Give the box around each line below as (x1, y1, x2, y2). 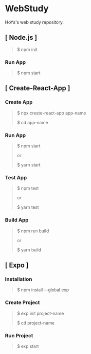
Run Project (5, 332, 33, 339)
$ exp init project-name (17, 310, 64, 316)
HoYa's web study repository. (5, 19, 64, 25)
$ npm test (17, 185, 39, 191)
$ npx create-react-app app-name (17, 110, 86, 116)
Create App (5, 99, 33, 106)
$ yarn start (17, 162, 41, 168)
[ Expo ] (5, 261, 29, 270)
